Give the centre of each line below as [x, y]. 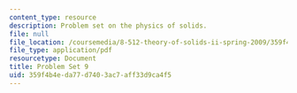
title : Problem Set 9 [49, 67]
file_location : [37, 42]
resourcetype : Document [53, 58]
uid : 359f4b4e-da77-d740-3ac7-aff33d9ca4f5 [91, 75]
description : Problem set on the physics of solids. [108, 26]
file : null [29, 34]
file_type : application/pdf [61, 50]
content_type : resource [53, 17]
